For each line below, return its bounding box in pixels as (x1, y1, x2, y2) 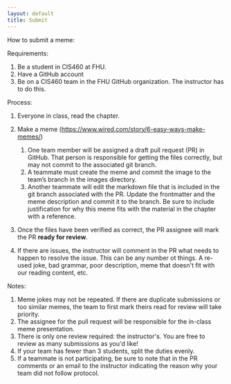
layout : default (7, 10, 54, 17)
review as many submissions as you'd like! (17, 339, 138, 347)
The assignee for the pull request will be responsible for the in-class (17, 317, 212, 326)
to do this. (17, 85, 46, 93)
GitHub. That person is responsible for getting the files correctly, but (27, 153, 223, 162)
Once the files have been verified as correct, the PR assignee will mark (17, 225, 219, 234)
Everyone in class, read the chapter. (17, 112, 120, 120)
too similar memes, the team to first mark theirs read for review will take (17, 302, 222, 311)
